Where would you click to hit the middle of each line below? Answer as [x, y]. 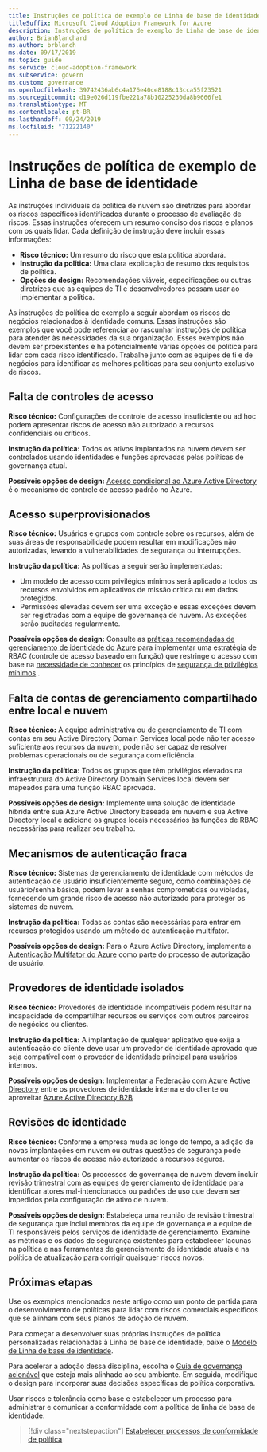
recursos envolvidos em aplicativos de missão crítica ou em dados [129, 590]
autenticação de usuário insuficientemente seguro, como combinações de [130, 881]
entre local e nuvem [58, 710]
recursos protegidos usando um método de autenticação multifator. [119, 931]
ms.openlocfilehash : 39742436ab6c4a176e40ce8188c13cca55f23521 [115, 90]
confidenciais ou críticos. [50, 433]
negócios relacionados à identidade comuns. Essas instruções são [117, 321]
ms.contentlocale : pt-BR [49, 112]
